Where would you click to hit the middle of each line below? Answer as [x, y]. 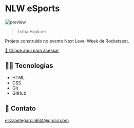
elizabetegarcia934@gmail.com [37, 120]
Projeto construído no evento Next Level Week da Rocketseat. [67, 41]
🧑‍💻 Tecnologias [29, 66]
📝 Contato [20, 109]
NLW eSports [32, 9]
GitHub [19, 93]
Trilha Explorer [32, 31]
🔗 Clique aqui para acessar [32, 50]
